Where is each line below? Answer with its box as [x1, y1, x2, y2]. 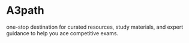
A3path [6, 4, 44, 17]
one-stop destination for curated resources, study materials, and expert [6, 23, 184, 30]
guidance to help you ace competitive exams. [6, 29, 119, 36]
